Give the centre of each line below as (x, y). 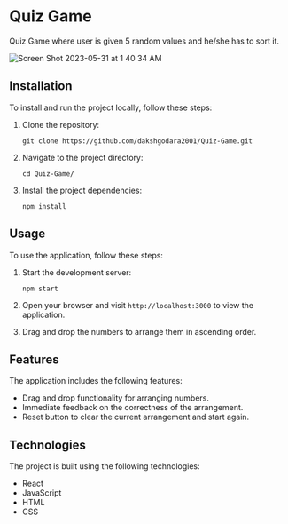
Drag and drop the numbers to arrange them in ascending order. (139, 331)
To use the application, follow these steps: (86, 255)
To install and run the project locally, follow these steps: (111, 107)
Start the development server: (77, 272)
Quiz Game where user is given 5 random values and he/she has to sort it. (144, 41)
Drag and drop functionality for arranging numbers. (116, 398)
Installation (41, 86)
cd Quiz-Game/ (48, 174)
